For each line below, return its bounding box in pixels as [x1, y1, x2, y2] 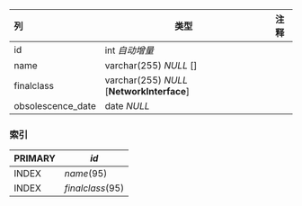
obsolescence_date [13, 100, 96, 112]
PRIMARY [13, 152, 56, 165]
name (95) [64, 167, 108, 180]
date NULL [104, 100, 150, 112]
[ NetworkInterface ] [104, 85, 191, 97]
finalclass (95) [64, 182, 124, 194]
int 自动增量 [104, 44, 155, 57]
